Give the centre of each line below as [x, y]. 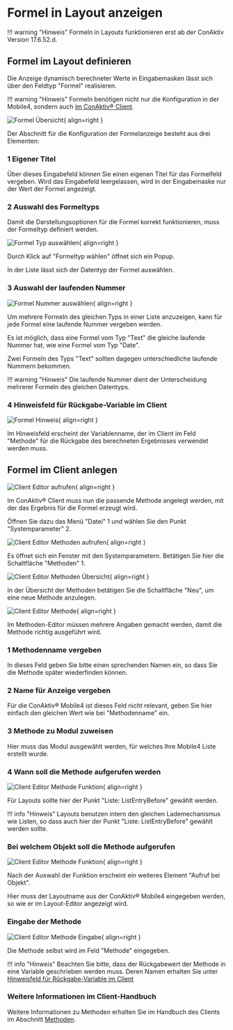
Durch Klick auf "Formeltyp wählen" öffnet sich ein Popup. [91, 256]
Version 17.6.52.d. [32, 39]
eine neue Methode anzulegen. [52, 598]
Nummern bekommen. [39, 366]
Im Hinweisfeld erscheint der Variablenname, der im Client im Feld [102, 433]
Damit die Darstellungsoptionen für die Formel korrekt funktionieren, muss [113, 222]
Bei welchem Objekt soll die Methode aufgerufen [91, 846]
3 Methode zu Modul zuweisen [60, 731]
